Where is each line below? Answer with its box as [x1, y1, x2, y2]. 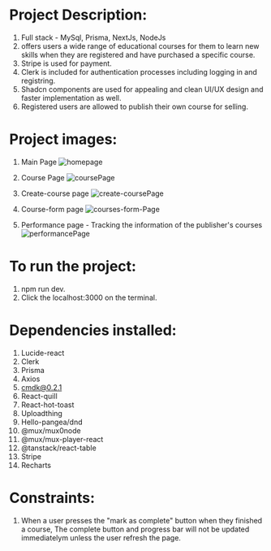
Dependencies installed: [9, 321, 177, 339]
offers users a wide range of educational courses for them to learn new [20, 41, 260, 50]
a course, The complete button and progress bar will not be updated [20, 524, 250, 534]
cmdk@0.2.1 [20, 382, 62, 392]
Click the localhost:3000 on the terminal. [20, 293, 157, 302]
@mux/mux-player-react [20, 434, 104, 444]
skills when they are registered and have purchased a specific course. [20, 50, 256, 59]
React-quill [20, 391, 58, 401]
